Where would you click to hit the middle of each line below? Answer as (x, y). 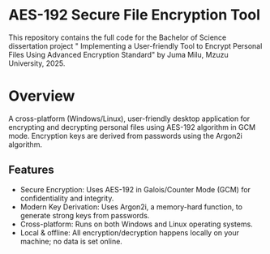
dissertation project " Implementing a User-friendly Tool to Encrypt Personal (135, 45)
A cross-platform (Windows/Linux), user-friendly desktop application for (129, 118)
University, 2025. (37, 63)
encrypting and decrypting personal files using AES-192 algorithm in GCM (132, 127)
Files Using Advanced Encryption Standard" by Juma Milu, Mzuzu (118, 54)
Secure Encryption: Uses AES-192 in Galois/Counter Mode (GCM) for (135, 189)
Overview (42, 96)
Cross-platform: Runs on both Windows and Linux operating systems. (136, 224)
